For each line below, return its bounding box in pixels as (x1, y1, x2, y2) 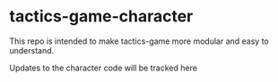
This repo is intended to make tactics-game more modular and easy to (9, 36, 269, 46)
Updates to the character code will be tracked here (9, 62, 197, 73)
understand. (9, 45, 55, 55)
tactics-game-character (9, 6, 194, 27)
